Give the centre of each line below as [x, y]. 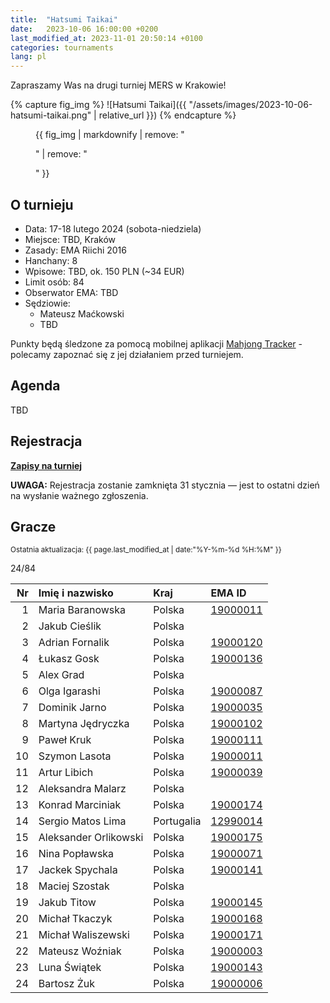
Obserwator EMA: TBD [71, 292]
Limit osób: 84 [54, 282]
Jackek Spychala [78, 870]
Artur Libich [66, 773]
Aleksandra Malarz [82, 789]
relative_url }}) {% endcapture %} [167, 115]
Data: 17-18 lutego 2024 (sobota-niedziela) [113, 228]
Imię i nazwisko [76, 593]
